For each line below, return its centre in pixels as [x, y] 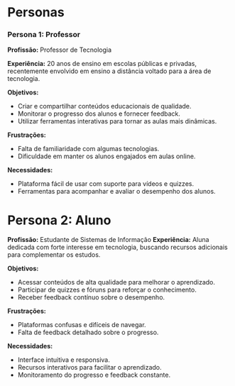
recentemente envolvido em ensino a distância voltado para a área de [109, 71]
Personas [36, 12]
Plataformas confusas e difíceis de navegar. [82, 325]
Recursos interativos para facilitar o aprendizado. [89, 368]
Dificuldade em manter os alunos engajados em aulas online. [106, 156]
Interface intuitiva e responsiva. [64, 360]
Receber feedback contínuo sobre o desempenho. [91, 297]
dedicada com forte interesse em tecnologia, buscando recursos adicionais [118, 247]
